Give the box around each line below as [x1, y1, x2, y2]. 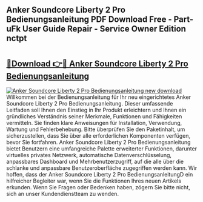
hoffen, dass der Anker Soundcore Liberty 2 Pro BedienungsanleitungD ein [6, 171, 193, 178]
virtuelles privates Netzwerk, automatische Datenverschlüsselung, [6, 152, 171, 158]
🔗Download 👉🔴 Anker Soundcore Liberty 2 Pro [6, 58, 189, 69]
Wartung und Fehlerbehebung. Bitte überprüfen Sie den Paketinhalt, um [6, 126, 185, 133]
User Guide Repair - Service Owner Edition [22, 24, 187, 34]
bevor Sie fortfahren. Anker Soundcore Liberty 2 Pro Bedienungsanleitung [6, 139, 191, 146]
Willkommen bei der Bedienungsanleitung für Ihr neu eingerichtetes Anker [6, 93, 191, 101]
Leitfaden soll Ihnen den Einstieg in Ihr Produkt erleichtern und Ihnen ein [6, 106, 187, 113]
